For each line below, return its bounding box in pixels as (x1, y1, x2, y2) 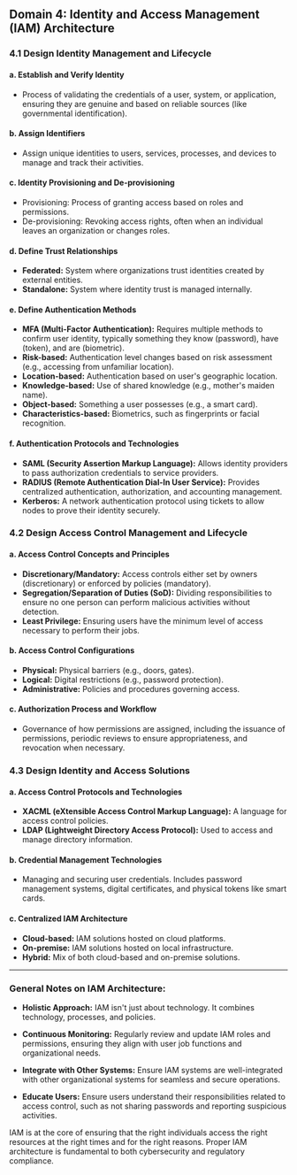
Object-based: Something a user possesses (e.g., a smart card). (21, 399, 258, 410)
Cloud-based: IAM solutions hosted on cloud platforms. (21, 933, 226, 943)
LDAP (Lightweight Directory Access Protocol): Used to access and (21, 825, 273, 835)
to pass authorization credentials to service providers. (21, 467, 219, 478)
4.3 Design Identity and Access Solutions (9, 764, 190, 777)
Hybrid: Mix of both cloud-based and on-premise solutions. (21, 951, 240, 963)
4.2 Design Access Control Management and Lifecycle (9, 526, 248, 539)
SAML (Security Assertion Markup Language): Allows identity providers (21, 457, 288, 468)
